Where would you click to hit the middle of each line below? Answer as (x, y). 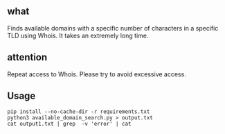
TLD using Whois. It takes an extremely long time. (78, 35)
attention (27, 57)
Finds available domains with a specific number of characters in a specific (113, 28)
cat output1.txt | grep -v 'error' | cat (69, 124)
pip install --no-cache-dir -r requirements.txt (79, 112)
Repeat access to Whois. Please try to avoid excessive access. (97, 74)
